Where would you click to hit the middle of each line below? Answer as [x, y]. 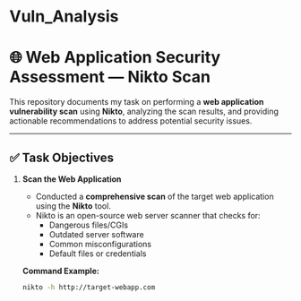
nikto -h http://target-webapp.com [89, 287]
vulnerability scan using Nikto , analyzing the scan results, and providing [144, 112]
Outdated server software [97, 234]
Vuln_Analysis [64, 17]
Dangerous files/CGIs [88, 225]
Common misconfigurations [100, 244]
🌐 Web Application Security [115, 58]
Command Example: [61, 271]
